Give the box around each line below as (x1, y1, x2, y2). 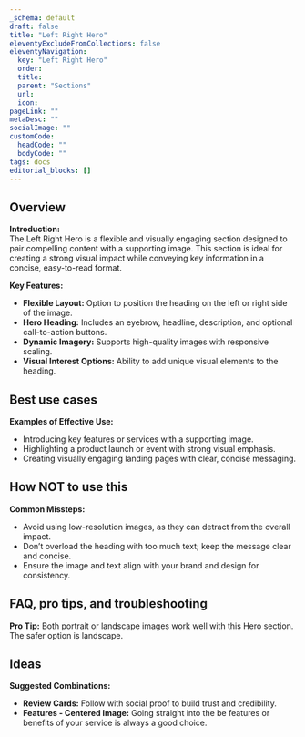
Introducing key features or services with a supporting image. (22, 434, 254, 445)
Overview (9, 200, 66, 215)
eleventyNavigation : (9, 47, 88, 56)
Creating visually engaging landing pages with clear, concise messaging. (22, 453, 297, 464)
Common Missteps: (9, 503, 86, 515)
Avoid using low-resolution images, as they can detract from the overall (22, 521, 291, 532)
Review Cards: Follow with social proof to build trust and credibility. (22, 698, 278, 709)
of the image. (22, 307, 73, 319)
